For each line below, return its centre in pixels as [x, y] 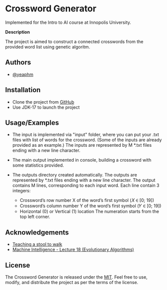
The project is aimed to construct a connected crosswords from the [74, 41]
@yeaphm [23, 74]
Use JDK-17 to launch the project [46, 107]
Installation [23, 90]
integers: [21, 191]
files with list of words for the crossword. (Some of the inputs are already [87, 140]
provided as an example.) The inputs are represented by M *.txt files [82, 145]
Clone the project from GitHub [43, 102]
